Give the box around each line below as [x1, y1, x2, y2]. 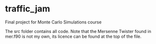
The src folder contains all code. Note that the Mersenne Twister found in [5, 28, 152, 34]
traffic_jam [5, 3, 50, 14]
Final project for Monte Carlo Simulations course [5, 19, 102, 25]
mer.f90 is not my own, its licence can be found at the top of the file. [5, 33, 141, 39]
